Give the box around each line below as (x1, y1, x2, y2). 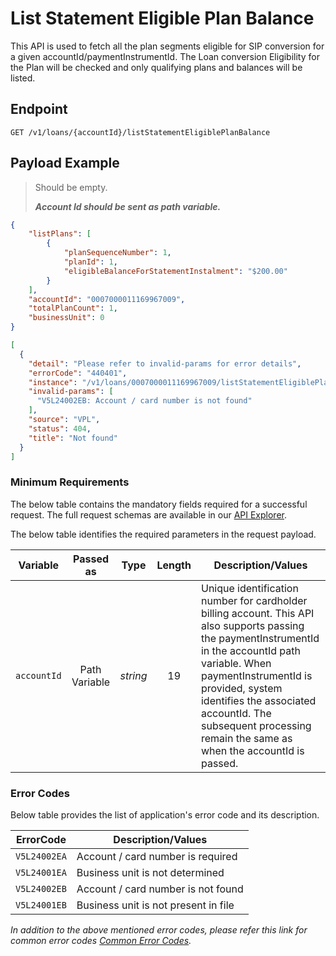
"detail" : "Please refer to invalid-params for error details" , (28, 358, 302, 369)
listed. (10, 72, 36, 84)
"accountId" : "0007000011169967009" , (28, 294, 186, 304)
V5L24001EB (15, 900, 67, 911)
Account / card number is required (76, 850, 238, 864)
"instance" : (28, 377, 78, 387)
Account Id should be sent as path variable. (34, 200, 222, 212)
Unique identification (200, 581, 299, 595)
